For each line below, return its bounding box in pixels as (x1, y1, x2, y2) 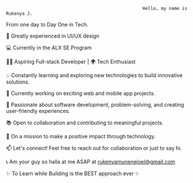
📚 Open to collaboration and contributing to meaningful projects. (6, 119, 164, 126)
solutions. (6, 78, 30, 85)
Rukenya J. (6, 11, 33, 16)
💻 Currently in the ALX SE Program (6, 44, 92, 51)
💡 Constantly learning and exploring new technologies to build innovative (6, 72, 183, 79)
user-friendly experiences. (6, 108, 70, 114)
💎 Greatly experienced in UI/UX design (6, 32, 100, 39)
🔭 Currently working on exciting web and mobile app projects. (6, 90, 155, 97)
